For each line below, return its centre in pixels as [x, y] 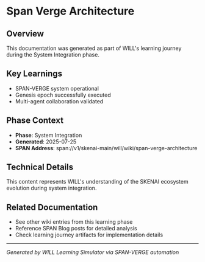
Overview [25, 34]
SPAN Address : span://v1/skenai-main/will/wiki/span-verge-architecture [106, 148]
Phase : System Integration [49, 135]
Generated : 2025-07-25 [46, 142]
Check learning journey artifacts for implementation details [89, 235]
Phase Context [35, 121]
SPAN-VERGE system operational [57, 88]
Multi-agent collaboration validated [59, 101]
